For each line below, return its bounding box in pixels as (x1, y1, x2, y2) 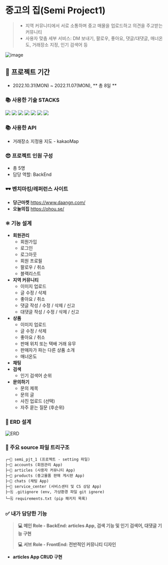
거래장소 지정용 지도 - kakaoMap (12, 138, 79, 144)
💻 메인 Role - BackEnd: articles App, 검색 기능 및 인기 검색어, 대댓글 (17, 523, 157, 529)
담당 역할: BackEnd (12, 171, 52, 177)
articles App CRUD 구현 (12, 554, 63, 560)
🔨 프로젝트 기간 (5, 68, 50, 76)
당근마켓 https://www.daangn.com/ (12, 199, 86, 206)
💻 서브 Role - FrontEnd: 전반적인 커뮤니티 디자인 (17, 542, 116, 548)
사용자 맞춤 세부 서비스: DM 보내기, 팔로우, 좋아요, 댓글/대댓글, (25, 35, 150, 41)
